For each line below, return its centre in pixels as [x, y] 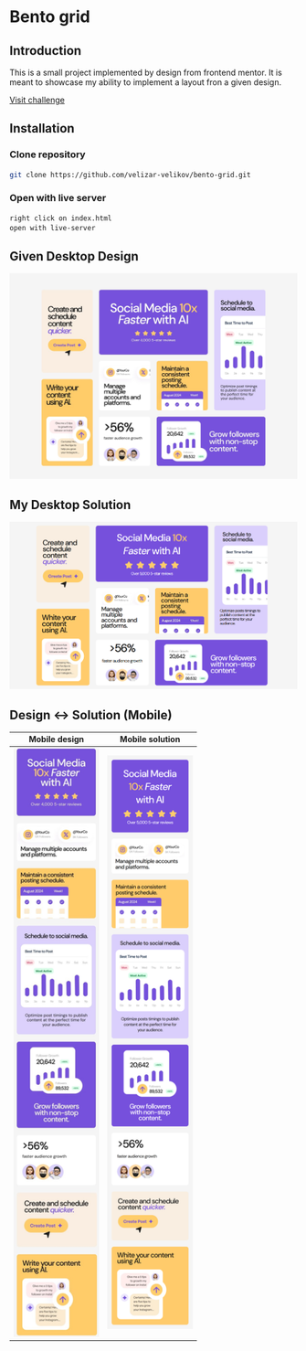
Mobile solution [150, 739]
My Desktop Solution [70, 505]
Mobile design [57, 739]
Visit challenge [37, 100]
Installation [42, 128]
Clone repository [47, 154]
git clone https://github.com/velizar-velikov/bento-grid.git [130, 175]
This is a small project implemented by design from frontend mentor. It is [146, 72]
